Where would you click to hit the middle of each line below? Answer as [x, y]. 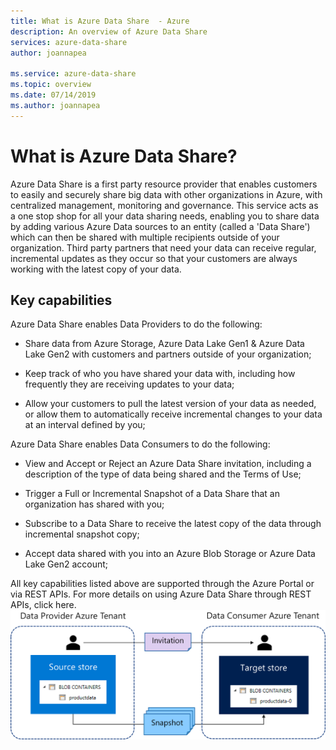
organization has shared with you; [94, 504]
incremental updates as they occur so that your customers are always [154, 258]
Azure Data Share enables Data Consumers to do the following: [140, 444]
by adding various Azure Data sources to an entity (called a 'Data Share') [160, 226]
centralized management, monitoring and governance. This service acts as [164, 205]
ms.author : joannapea [55, 105]
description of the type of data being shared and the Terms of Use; [163, 474]
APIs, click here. [43, 605]
